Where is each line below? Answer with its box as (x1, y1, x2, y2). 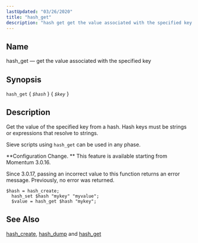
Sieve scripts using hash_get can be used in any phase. (6, 140, 141, 148)
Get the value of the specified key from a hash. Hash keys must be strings (6, 123, 187, 130)
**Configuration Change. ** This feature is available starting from (6, 152, 168, 159)
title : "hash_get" (6, 14, 52, 20)
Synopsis (6, 75, 41, 85)
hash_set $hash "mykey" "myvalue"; (11, 193, 100, 199)
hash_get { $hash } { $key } (6, 90, 69, 97)
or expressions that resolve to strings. (6, 129, 99, 136)
